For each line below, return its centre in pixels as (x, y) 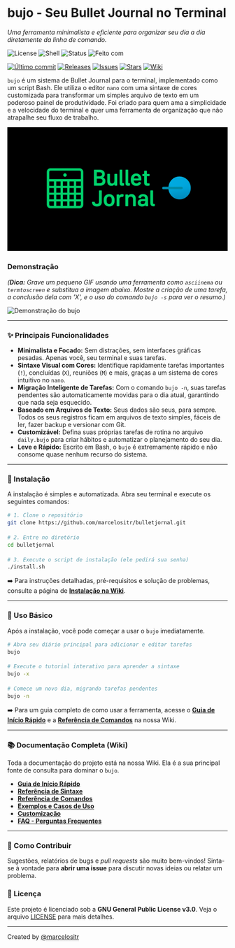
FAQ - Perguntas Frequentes (59, 821)
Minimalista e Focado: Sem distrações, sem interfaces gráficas (109, 350)
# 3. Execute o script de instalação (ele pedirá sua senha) (98, 560)
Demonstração (33, 267)
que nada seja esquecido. (55, 403)
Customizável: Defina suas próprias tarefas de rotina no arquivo (110, 432)
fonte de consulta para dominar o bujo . (63, 770)
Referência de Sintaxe (50, 791)
